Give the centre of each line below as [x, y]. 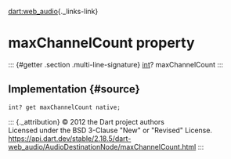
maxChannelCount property [101, 43]
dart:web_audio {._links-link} [53, 11]
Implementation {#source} [74, 89]
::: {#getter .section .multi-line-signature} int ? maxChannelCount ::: [116, 64]
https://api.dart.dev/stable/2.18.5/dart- [70, 138]
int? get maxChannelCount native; [65, 107]
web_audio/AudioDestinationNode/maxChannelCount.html [102, 146]
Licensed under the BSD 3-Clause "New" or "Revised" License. [110, 130]
